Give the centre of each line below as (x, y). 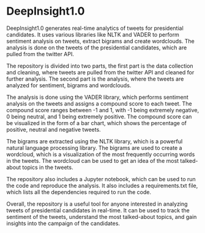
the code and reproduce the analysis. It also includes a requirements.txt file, (102, 185)
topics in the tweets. (48, 167)
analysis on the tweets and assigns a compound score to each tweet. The (99, 103)
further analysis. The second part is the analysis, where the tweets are (95, 79)
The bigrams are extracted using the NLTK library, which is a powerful (95, 141)
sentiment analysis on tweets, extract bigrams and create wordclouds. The (100, 41)
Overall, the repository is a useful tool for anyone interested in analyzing (97, 204)
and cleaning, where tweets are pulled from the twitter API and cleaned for (100, 72)
